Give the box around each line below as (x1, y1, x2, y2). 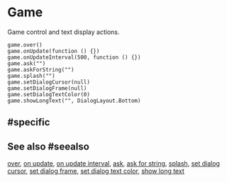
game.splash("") (7, 72, 55, 79)
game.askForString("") (7, 66, 74, 73)
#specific (7, 116, 50, 128)
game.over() (7, 41, 43, 48)
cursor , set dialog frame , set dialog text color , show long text (7, 167, 184, 176)
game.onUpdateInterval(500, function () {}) (7, 54, 141, 61)
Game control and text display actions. (7, 28, 120, 36)
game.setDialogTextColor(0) (7, 91, 91, 98)
